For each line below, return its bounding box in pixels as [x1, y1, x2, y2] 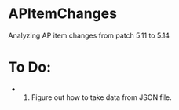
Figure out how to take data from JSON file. [31, 92, 173, 102]
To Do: [8, 58, 52, 76]
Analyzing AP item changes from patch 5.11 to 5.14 [8, 31, 170, 40]
